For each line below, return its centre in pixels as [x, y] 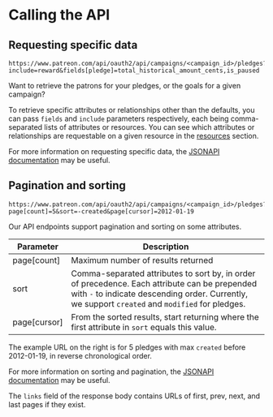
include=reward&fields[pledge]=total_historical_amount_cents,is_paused [134, 71]
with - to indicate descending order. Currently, [159, 294]
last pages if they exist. [47, 404]
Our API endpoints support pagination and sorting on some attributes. [125, 226]
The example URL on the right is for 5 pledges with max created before [127, 347]
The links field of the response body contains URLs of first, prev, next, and [134, 396]
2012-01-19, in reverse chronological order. [80, 355]
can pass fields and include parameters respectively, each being [119, 118]
